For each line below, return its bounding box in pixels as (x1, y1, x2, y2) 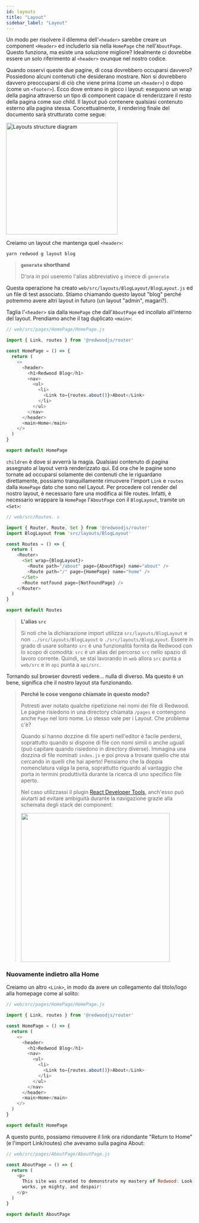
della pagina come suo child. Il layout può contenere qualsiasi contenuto (6, 98, 183, 105)
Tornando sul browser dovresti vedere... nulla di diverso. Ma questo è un (6, 673, 184, 680)
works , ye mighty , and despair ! (21, 1184, 102, 1190)
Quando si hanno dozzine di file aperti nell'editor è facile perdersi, (20, 733, 182, 739)
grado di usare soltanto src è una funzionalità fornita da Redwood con (20, 642, 192, 649)
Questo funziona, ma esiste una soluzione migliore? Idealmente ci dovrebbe (6, 49, 192, 56)
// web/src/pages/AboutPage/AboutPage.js (6, 1151, 110, 1157)
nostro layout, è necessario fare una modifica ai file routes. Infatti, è (6, 490, 172, 497)
